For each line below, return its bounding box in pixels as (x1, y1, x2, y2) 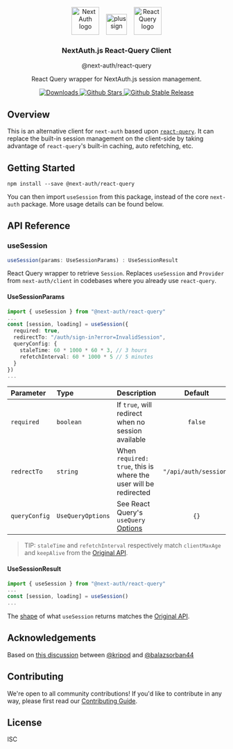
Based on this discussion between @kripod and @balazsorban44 (7, 650, 194, 659)
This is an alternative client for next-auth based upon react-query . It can (7, 127, 214, 136)
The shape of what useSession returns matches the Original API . (7, 612, 190, 620)
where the (116, 470, 150, 480)
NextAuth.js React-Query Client (61, 45, 172, 55)
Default (184, 388, 209, 398)
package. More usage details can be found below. (21, 200, 164, 208)
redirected (116, 488, 150, 497)
